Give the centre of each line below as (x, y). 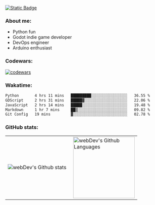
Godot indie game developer (42, 37)
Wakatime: (19, 85)
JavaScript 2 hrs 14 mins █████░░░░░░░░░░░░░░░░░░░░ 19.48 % (78, 105)
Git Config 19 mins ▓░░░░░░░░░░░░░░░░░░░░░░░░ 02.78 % (78, 114)
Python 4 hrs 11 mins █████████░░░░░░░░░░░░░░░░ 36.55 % (78, 95)
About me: (18, 21)
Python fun (24, 32)
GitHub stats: (22, 127)
